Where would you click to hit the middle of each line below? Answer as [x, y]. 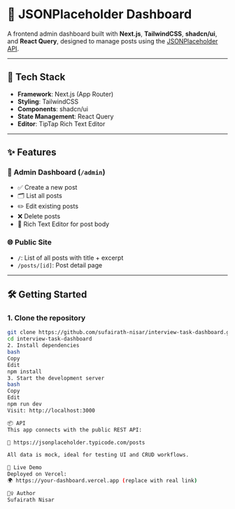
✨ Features [32, 152]
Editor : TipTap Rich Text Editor [61, 124]
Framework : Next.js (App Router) [65, 94]
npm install [24, 371]
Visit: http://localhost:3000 [51, 410]
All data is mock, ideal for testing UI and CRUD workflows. [98, 455]
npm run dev [24, 404]
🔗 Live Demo [24, 468]
